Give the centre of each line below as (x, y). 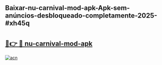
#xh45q (17, 23)
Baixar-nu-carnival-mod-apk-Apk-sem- (67, 8)
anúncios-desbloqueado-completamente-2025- (81, 16)
